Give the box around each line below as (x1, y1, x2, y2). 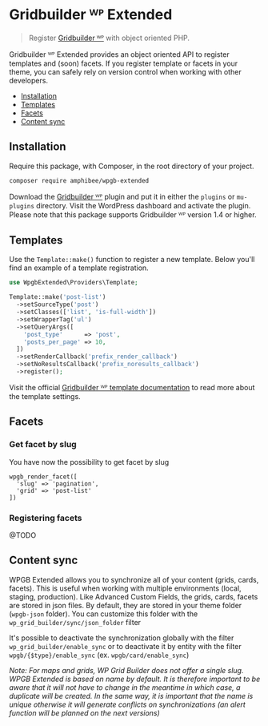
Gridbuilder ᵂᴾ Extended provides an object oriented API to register (9, 49, 230, 59)
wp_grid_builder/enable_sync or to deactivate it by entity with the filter (9, 641, 242, 651)
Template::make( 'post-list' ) (9, 293, 106, 301)
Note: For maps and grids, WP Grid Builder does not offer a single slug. (9, 665, 244, 675)
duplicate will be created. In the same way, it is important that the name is (9, 691, 254, 700)
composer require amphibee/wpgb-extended (9, 176, 150, 184)
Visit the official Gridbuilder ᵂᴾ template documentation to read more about (9, 382, 255, 392)
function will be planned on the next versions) (9, 708, 161, 717)
